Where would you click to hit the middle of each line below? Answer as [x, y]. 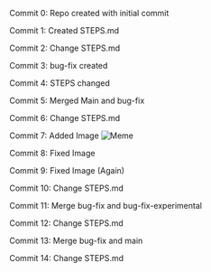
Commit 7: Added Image [54, 136]
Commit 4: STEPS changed [60, 83]
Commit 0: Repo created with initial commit [89, 13]
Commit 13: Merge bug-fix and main [76, 240]
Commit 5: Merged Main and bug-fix [77, 100]
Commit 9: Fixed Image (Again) [67, 170]
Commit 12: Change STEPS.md [66, 223]
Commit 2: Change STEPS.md [65, 48]
